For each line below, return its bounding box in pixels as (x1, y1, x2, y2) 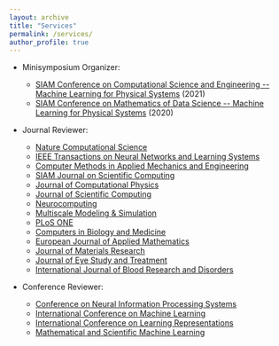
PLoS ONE (35, 217, 74, 228)
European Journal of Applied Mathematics (35, 236, 190, 247)
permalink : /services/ (9, 29, 93, 38)
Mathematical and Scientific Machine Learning (35, 327, 205, 338)
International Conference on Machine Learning (35, 308, 206, 319)
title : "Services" (9, 21, 77, 30)
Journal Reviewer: (21, 125, 89, 136)
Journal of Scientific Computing (35, 189, 152, 200)
